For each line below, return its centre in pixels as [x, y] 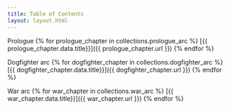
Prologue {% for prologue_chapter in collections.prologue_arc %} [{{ [108, 40]
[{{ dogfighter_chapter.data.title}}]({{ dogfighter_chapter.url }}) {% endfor [115, 70]
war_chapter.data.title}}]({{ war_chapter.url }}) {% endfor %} [96, 98]
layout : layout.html [38, 21]
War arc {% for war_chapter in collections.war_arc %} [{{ [91, 91]
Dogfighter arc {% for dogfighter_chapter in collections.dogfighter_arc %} [115, 62]
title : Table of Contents [45, 14]
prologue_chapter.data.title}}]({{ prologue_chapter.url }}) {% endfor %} [111, 48]
